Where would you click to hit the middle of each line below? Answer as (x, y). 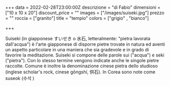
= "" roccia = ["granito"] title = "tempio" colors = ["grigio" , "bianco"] (77, 18)
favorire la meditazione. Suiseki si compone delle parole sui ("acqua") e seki (85, 55)
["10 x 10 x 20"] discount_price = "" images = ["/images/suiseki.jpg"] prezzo (85, 13)
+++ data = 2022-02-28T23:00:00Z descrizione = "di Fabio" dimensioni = (83, 7)
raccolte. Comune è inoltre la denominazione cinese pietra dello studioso (82, 66)
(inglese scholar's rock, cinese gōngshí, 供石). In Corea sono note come (80, 72)
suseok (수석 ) (20, 78)
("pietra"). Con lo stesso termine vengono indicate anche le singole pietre (82, 60)
